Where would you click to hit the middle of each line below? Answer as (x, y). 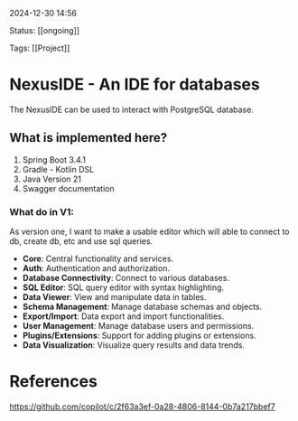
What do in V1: (42, 211)
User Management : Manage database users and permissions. (138, 326)
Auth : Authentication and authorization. (96, 268)
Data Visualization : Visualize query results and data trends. (134, 345)
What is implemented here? (88, 138)
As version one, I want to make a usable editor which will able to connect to (149, 232)
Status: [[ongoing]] (44, 30)
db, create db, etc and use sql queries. (81, 241)
